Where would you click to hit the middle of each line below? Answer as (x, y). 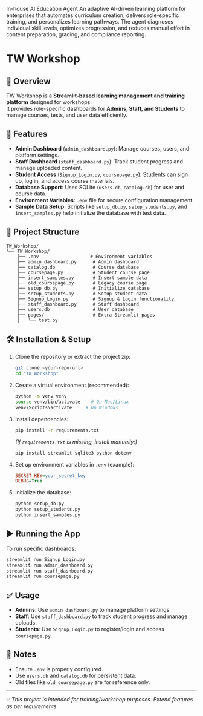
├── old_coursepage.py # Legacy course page (82, 283)
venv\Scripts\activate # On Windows (66, 407)
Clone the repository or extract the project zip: (73, 357)
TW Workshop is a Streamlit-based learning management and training (96, 96)
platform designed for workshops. (49, 102)
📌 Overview (28, 81)
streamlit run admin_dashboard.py (50, 565)
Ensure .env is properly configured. (59, 669)
